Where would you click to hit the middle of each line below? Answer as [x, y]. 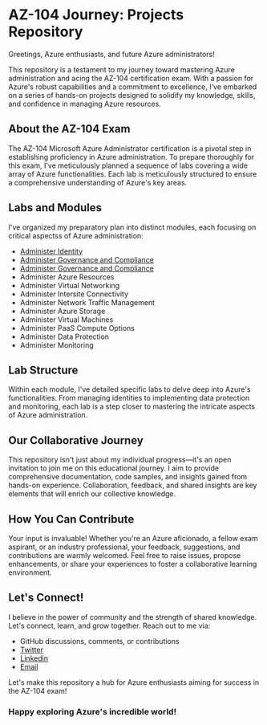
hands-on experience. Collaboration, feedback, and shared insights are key [133, 485]
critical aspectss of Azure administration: [76, 235]
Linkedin [34, 658]
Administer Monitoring [57, 345]
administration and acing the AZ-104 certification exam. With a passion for [131, 78]
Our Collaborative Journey [76, 440]
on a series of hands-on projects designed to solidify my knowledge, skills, [132, 95]
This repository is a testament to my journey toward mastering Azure [121, 69]
